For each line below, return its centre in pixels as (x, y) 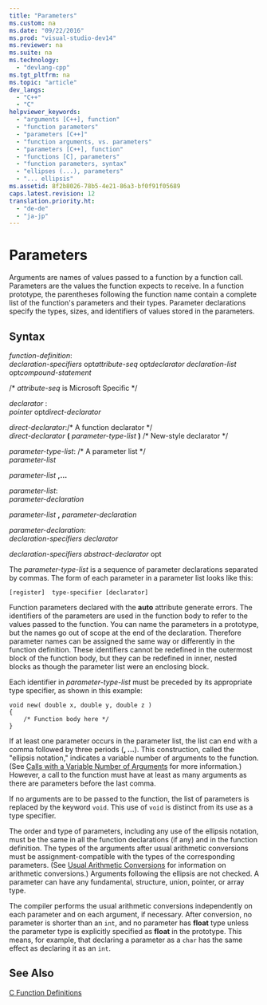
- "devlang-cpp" (43, 68)
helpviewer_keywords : (45, 112)
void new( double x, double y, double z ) (80, 705)
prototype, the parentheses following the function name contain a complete (133, 294)
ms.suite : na (31, 53)
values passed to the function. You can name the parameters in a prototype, (134, 624)
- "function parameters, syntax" (72, 164)
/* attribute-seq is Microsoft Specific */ (73, 388)
